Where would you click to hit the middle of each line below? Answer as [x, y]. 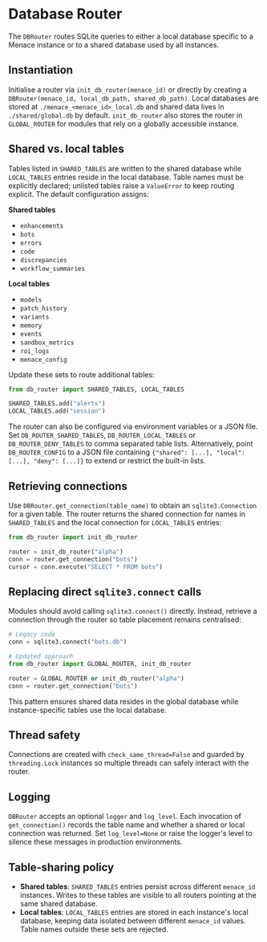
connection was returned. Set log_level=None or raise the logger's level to [130, 833]
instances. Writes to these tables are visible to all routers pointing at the [138, 895]
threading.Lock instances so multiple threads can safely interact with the [129, 763]
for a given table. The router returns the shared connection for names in [127, 514]
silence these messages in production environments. [95, 842]
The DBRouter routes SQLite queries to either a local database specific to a [131, 36]
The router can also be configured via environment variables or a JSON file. [133, 426]
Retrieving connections [68, 486]
